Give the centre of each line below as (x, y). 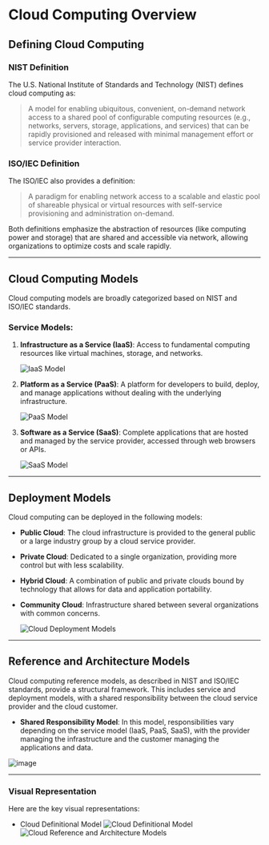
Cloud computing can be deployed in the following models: (105, 517)
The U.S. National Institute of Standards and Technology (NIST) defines (126, 84)
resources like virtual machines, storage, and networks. (111, 354)
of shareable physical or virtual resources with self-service (125, 205)
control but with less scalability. (72, 565)
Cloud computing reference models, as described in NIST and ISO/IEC (124, 681)
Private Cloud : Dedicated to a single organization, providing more (128, 557)
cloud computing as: (42, 93)
